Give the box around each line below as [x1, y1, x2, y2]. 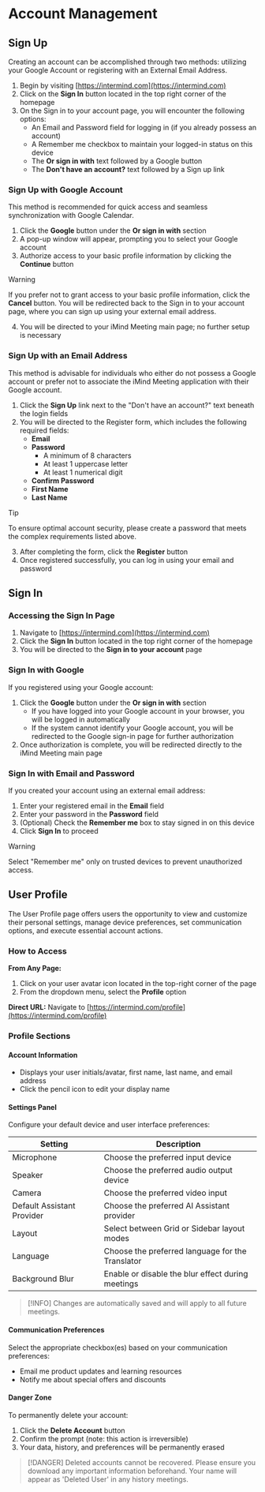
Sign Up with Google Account [8, 184, 124, 195]
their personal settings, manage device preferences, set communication [8, 917, 242, 927]
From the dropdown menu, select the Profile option [19, 987, 187, 996]
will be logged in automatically [31, 714, 130, 724]
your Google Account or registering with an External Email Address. [8, 66, 227, 75]
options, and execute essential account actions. [8, 925, 163, 935]
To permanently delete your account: [8, 1410, 129, 1419]
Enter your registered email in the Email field [19, 800, 164, 810]
